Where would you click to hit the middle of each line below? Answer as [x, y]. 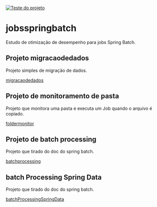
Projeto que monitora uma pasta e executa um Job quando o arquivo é [79, 108]
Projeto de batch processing [51, 139]
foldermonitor [20, 123]
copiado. [15, 113]
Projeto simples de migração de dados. [46, 70]
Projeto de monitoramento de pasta [62, 96]
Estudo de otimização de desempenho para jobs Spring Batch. [71, 42]
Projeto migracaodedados [47, 58]
